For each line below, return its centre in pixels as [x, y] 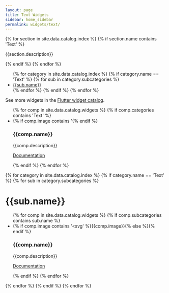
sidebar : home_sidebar [29, 19]
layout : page [19, 10]
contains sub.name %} [36, 221]
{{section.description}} [29, 54]
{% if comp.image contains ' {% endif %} [55, 121]
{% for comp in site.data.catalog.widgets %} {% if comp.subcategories [87, 215]
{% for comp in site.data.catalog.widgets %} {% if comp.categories [83, 110]
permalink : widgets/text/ [33, 24]
